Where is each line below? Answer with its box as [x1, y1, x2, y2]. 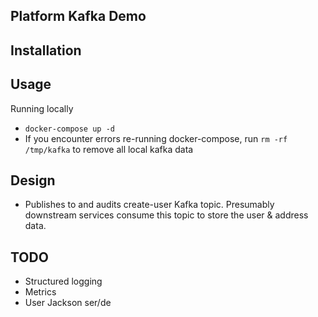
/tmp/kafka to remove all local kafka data [24, 143, 194, 155]
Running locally [10, 102, 74, 114]
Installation [10, 42, 82, 59]
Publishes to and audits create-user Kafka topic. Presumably [24, 199, 275, 211]
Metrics [24, 286, 57, 298]
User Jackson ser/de [24, 297, 112, 309]
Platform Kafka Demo [10, 8, 147, 25]
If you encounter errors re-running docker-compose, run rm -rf [24, 132, 288, 144]
